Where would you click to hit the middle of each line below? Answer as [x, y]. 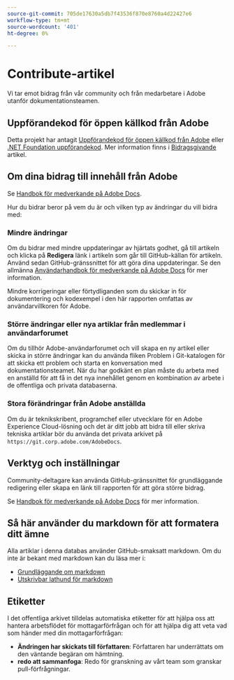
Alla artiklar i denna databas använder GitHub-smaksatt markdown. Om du [114, 551]
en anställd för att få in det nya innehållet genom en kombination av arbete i [116, 378]
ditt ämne [28, 534]
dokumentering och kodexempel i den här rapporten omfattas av [100, 299]
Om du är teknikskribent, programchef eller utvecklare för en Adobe [105, 419]
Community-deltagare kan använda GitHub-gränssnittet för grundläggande [115, 480]
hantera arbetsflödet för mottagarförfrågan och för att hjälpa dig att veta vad [117, 626]
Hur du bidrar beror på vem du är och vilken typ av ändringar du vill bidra [112, 207]
